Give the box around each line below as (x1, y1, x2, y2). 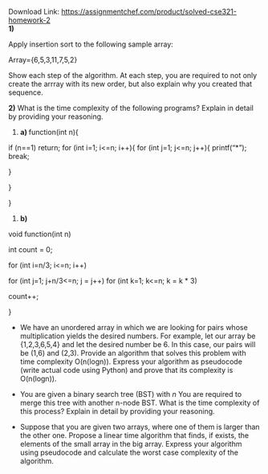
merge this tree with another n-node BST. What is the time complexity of (19, 398, 260, 407)
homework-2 (8, 15, 51, 25)
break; (8, 152, 30, 161)
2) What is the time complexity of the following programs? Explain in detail (8, 104, 254, 112)
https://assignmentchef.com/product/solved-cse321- (61, 7, 237, 16)
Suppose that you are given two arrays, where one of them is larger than (19, 422, 260, 431)
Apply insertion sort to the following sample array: (8, 39, 174, 49)
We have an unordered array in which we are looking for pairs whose (19, 323, 249, 332)
